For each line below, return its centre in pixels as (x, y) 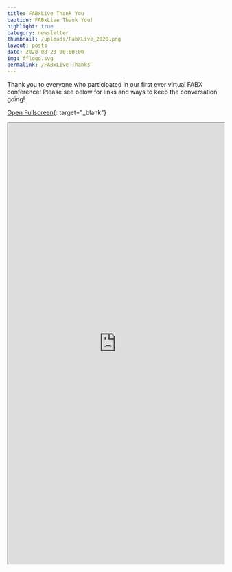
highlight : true (30, 26)
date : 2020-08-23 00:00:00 (46, 52)
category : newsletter (38, 33)
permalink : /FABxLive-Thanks (49, 65)
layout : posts (27, 45)
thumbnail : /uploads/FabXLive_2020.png (64, 39)
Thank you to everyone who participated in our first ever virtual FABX (105, 84)
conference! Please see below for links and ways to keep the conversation (112, 92)
